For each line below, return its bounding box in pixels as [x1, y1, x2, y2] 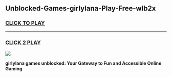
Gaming [5, 65, 23, 71]
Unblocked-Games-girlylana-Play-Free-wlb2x [5, 4, 156, 13]
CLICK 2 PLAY [5, 38, 41, 46]
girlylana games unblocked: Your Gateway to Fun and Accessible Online [5, 60, 162, 66]
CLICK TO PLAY [5, 20, 45, 27]
